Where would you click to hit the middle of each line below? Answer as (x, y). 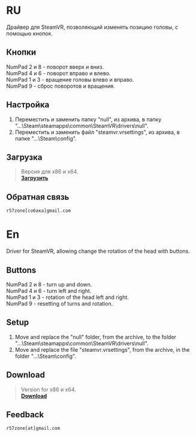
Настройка (28, 105)
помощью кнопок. (29, 33)
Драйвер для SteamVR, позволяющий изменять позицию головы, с (92, 27)
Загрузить (34, 178)
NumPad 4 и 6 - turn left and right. (49, 291)
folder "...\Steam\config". (46, 356)
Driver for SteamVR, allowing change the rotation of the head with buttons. (98, 251)
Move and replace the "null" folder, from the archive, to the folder (96, 337)
